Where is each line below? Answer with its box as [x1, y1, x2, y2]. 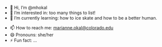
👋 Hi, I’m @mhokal [9, 5, 48, 10]
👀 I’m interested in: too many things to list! [9, 10, 96, 16]
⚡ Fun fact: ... [9, 37, 37, 43]
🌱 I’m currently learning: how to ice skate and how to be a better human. [9, 15, 158, 21]
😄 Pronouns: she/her [9, 32, 54, 38]
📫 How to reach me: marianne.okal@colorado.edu [9, 25, 114, 30]
